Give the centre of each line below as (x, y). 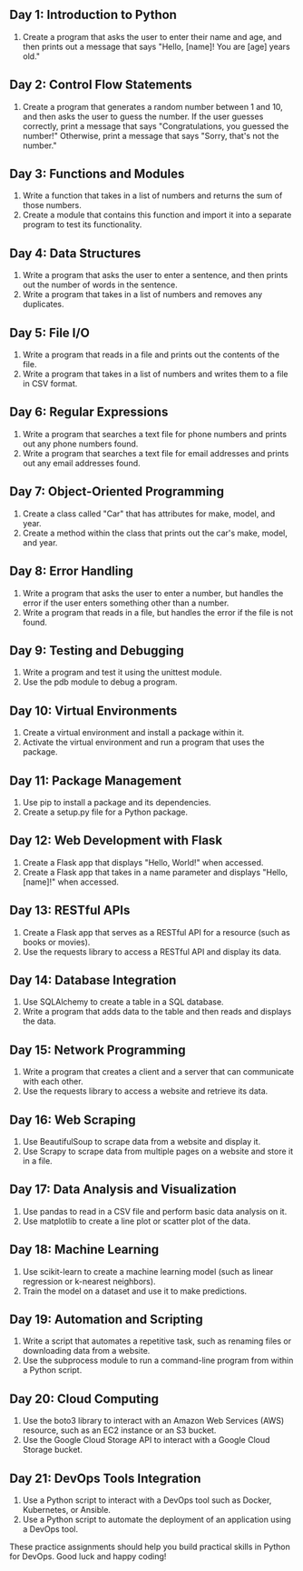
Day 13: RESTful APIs (70, 911)
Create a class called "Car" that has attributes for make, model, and (149, 514)
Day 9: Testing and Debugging (97, 650)
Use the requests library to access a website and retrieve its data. (145, 1091)
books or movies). (56, 942)
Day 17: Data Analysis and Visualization (123, 1190)
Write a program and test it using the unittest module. (122, 673)
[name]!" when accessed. (71, 882)
